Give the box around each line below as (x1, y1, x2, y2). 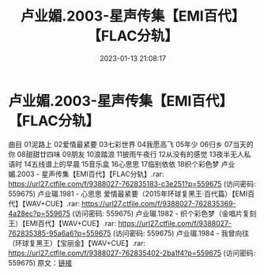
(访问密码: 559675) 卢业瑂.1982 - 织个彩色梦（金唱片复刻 (72, 209, 257, 218)
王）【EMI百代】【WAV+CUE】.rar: (8, 218, 117, 228)
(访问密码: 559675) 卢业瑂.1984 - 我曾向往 (112, 228, 250, 238)
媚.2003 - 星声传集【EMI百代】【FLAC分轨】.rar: (8, 169, 164, 179)
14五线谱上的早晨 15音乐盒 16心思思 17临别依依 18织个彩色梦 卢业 (23, 159, 236, 168)
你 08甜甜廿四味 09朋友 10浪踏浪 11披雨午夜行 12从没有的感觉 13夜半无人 (8, 149, 245, 159)
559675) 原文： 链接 (8, 258, 73, 267)
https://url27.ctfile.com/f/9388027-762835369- (81, 198, 236, 208)
